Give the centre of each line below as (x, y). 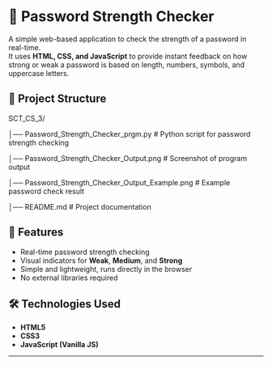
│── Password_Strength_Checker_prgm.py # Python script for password (130, 134)
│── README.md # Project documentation (80, 206)
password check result (47, 191)
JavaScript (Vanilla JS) (59, 345)
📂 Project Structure (57, 99)
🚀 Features (36, 233)
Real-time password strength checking (85, 252)
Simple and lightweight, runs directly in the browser (106, 269)
